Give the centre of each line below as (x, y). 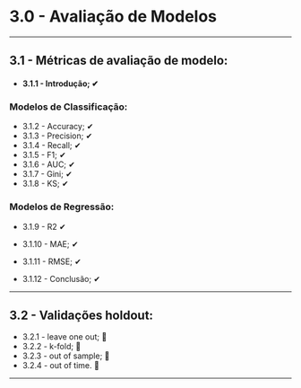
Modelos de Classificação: (69, 107)
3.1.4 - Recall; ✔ (52, 145)
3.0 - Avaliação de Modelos (113, 17)
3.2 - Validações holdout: (82, 315)
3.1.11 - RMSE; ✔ (52, 261)
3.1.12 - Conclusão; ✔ (61, 278)
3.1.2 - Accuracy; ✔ (58, 127)
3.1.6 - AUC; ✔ (49, 164)
